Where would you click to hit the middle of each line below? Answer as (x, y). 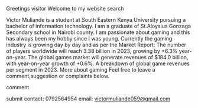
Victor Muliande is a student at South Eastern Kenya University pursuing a (96, 20)
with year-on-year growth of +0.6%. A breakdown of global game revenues (98, 63)
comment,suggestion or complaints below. (58, 76)
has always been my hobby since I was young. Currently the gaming (89, 38)
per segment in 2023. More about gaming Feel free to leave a (81, 70)
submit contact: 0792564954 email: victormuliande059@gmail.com (88, 99)
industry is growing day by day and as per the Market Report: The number (96, 45)
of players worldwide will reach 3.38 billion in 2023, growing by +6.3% (92, 51)
